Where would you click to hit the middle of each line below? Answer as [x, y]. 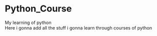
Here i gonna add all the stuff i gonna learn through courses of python [78, 27]
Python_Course [38, 9]
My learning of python [28, 22]
